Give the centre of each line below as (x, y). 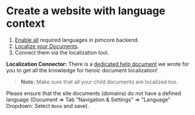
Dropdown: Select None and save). (48, 106)
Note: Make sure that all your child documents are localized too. (99, 82)
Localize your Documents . (47, 46)
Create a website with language (86, 11)
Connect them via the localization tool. (62, 52)
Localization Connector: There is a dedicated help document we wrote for (98, 64)
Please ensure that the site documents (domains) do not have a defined (94, 93)
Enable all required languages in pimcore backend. (77, 40)
